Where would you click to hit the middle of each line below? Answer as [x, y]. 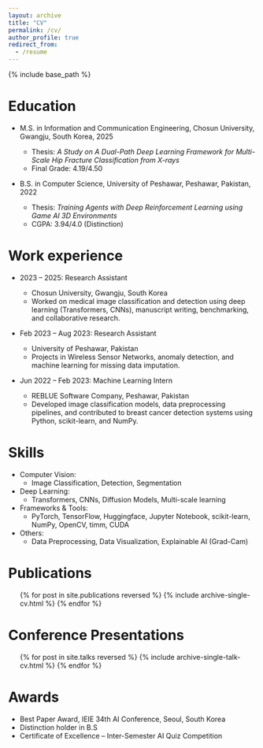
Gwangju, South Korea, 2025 [67, 136]
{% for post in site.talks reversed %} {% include [97, 657]
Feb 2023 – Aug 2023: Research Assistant [88, 333]
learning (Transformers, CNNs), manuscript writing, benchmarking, [140, 309]
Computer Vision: [48, 474]
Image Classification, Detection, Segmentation [107, 483]
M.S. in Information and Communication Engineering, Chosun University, [137, 128]
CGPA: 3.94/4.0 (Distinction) [77, 224]
